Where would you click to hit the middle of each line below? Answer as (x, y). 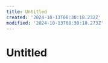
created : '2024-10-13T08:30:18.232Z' (54, 17)
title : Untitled (27, 12)
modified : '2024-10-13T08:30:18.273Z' (55, 23)
